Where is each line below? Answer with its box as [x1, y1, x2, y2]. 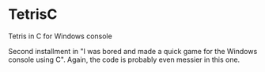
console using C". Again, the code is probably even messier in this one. [8, 55, 240, 64]
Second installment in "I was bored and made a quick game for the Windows [8, 46, 258, 56]
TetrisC [8, 5, 58, 23]
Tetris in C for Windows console [8, 31, 112, 41]
